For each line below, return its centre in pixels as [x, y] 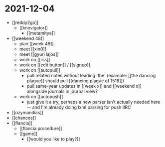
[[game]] [28, 134]
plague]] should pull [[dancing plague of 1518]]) [75, 81]
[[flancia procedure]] [41, 128]
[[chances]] [24, 118]
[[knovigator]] [33, 27]
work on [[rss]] [35, 59]
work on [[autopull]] [40, 70]
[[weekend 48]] [28, 38]
